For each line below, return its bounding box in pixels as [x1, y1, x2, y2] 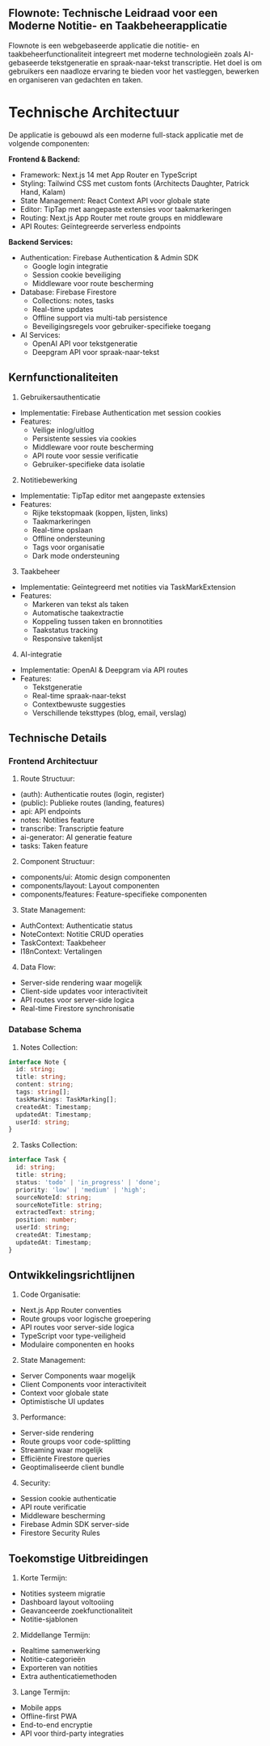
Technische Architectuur [8, 103, 179, 121]
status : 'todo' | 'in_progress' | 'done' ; [15, 1178, 161, 1187]
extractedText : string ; [15, 1208, 95, 1217]
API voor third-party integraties [19, 1729, 124, 1739]
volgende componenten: [8, 138, 91, 148]
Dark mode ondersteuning [32, 550, 120, 560]
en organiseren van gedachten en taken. [8, 74, 143, 84]
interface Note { [8, 1058, 67, 1066]
